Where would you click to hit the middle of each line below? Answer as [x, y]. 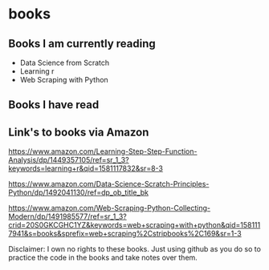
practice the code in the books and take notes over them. [103, 258]
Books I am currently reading [82, 44]
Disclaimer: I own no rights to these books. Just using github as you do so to [134, 249]
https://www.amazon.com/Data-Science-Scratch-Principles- [109, 184]
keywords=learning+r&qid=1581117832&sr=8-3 [86, 168]
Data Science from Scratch [65, 62]
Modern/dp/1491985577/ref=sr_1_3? [67, 216]
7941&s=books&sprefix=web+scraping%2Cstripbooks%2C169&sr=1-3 [125, 234]
